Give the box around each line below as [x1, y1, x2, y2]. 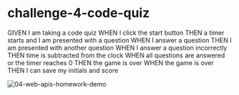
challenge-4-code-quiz [7, 5, 150, 21]
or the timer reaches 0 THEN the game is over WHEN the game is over [7, 58, 214, 67]
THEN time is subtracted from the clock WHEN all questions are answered [7, 51, 225, 60]
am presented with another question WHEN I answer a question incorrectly [7, 43, 228, 52]
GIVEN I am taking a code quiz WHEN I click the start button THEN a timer [7, 28, 225, 37]
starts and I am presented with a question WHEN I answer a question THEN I [7, 35, 232, 44]
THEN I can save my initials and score [7, 66, 119, 74]
